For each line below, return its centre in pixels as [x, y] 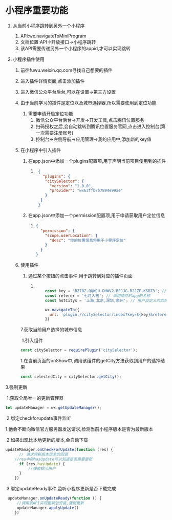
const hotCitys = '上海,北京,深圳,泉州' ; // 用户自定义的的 [104, 300]
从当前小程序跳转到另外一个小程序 [49, 26]
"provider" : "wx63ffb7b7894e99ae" [86, 191]
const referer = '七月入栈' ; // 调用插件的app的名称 [98, 296]
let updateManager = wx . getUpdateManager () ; [53, 408]
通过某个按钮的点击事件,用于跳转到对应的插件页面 [80, 276]
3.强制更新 [16, 387]
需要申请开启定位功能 [50, 114]
